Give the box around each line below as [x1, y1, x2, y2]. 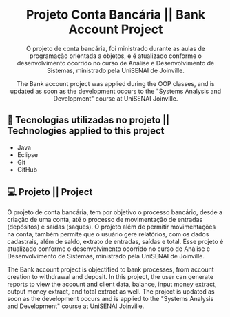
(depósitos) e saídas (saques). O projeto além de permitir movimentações [7, 223, 216, 231]
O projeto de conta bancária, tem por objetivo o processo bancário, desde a [7, 207, 222, 216]
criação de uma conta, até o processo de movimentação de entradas [7, 215, 203, 223]
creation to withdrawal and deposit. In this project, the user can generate [7, 272, 214, 280]
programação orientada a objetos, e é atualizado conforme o [30, 52, 202, 60]
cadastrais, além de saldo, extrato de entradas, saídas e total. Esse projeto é [7, 237, 224, 245]
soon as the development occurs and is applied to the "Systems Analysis [7, 294, 214, 303]
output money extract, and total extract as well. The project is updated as [7, 287, 215, 296]
